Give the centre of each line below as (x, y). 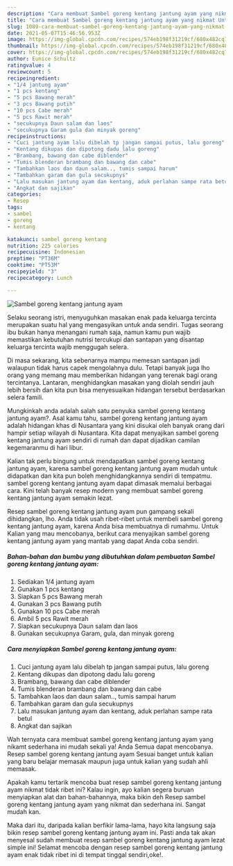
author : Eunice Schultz (42, 59)
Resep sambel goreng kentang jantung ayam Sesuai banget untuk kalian (110, 753)
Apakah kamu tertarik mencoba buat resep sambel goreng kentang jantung (114, 782)
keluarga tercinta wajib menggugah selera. (68, 347)
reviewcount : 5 (29, 72)
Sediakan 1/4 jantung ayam (56, 581)
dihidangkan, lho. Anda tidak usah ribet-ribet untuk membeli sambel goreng (115, 519)
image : (17, 40)
